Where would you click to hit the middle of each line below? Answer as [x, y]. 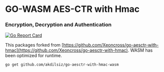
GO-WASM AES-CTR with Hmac [73, 9]
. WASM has [140, 50]
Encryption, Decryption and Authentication [58, 25]
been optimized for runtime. [34, 56]
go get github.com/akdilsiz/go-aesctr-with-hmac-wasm [62, 65]
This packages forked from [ [34, 45]
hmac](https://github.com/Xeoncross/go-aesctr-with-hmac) [67, 50]
